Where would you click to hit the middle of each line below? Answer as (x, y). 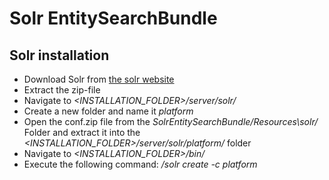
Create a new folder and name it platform (108, 111)
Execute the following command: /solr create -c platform (140, 164)
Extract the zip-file (62, 90)
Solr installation (59, 55)
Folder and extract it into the (82, 132)
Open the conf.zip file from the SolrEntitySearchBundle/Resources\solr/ (171, 121)
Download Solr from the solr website (99, 79)
